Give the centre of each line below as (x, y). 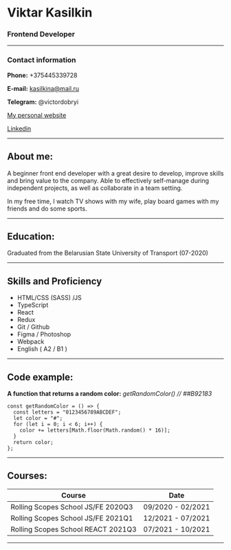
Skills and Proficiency (55, 281)
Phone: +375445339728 (42, 75)
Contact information (42, 60)
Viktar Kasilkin (50, 13)
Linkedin (19, 128)
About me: (30, 157)
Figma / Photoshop (44, 335)
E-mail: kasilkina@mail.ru (43, 88)
